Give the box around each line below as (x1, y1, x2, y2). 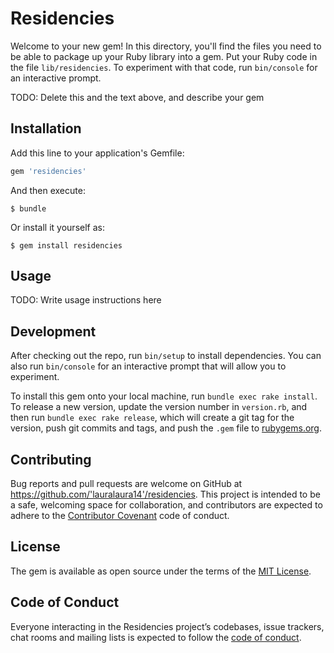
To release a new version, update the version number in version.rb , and (10, 401, 308, 413)
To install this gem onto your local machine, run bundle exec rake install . (10, 390, 318, 402)
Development (10, 323, 97, 340)
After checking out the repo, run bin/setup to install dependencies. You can (10, 350, 322, 362)
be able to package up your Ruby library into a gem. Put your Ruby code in (10, 50, 318, 62)
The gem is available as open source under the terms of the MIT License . (10, 565, 312, 577)
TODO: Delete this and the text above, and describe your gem (10, 91, 265, 103)
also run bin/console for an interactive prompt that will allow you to (10, 360, 287, 372)
